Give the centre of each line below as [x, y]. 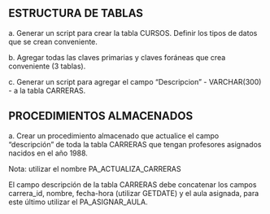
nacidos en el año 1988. [48, 153]
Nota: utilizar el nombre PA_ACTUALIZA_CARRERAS [95, 168]
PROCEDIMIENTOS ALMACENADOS [101, 116]
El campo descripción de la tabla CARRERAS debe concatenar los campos [133, 184]
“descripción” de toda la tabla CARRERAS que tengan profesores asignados [135, 144]
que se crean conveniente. [53, 41]
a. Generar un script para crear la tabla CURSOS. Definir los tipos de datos [133, 33]
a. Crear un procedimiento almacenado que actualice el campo [114, 135]
